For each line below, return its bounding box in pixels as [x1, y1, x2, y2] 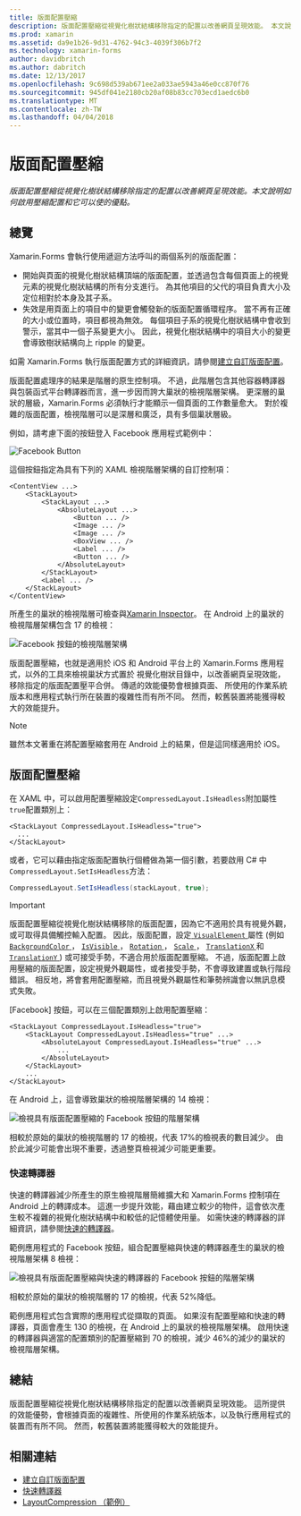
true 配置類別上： [9, 804, 73, 814]
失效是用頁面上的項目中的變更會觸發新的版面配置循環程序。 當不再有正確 [21, 303, 291, 314]
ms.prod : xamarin [9, 30, 74, 38]
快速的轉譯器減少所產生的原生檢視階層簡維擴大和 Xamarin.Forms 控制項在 [9, 1189, 280, 1200]
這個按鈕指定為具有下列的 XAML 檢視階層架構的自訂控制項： [9, 464, 232, 474]
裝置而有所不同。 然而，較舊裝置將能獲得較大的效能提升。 [9, 1420, 223, 1431]
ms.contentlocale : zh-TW [9, 105, 102, 114]
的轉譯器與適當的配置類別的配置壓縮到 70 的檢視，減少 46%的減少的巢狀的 [9, 1333, 286, 1343]
